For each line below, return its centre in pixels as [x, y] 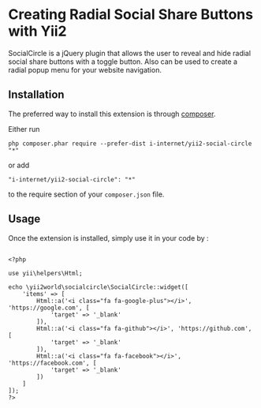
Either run [24, 129]
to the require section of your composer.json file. [86, 194]
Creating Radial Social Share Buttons [131, 15]
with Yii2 [37, 31]
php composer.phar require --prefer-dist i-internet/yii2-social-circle [130, 144]
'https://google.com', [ [49, 308]
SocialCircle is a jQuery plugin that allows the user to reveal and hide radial [129, 53]
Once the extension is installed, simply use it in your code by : [108, 238]
